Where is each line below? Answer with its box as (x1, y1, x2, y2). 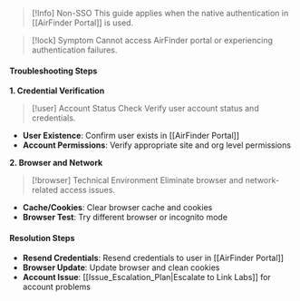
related (31, 185, 59, 196)
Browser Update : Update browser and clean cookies (22, 262, 220, 273)
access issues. (60, 185, 116, 196)
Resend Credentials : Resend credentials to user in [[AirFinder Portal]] (22, 253, 284, 264)
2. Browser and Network (9, 158, 103, 169)
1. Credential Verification (9, 85, 105, 96)
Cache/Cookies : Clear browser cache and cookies (22, 202, 213, 213)
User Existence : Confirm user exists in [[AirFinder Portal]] (22, 131, 240, 141)
